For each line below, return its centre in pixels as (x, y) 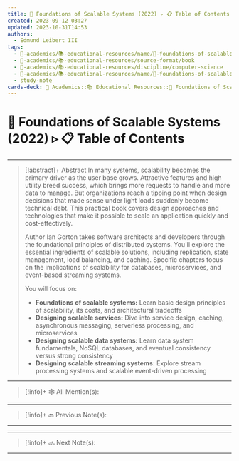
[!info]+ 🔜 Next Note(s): (60, 442)
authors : (20, 34)
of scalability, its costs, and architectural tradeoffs (109, 310)
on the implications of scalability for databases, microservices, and (123, 268)
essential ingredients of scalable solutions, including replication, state (127, 252)
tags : (15, 47)
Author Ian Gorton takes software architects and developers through (125, 237)
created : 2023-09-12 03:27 (47, 21)
